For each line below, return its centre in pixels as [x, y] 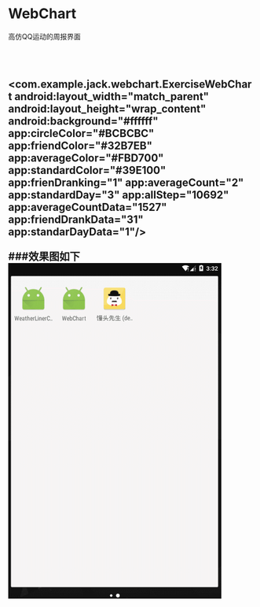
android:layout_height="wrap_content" [107, 109]
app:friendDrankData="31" [76, 220]
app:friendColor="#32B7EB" [81, 146]
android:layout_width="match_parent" [112, 96]
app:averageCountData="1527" [88, 207]
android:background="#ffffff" [83, 122]
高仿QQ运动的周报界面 [44, 36]
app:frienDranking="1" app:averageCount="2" [126, 183]
